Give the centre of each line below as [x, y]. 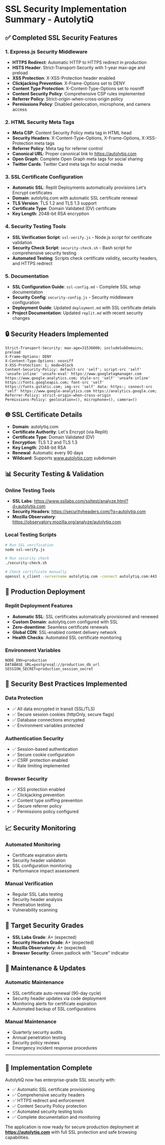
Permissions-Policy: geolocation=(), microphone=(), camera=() [71, 399]
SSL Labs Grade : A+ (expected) [44, 937]
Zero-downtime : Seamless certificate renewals [60, 627]
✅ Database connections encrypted [48, 720]
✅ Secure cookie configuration [43, 754]
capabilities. [17, 1137]
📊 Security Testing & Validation [55, 474]
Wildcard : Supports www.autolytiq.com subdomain [64, 458]
